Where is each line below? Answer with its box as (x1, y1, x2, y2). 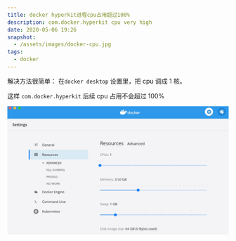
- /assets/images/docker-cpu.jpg (13, 41, 112, 48)
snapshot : (7, 34, 37, 41)
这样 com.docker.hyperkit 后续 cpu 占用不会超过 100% (7, 91, 165, 100)
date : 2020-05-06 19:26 (7, 26, 77, 33)
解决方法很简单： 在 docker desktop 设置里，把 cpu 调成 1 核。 (7, 77, 186, 85)
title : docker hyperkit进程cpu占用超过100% (7, 11, 130, 18)
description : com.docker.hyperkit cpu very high (7, 18, 152, 26)
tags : (7, 48, 23, 56)
